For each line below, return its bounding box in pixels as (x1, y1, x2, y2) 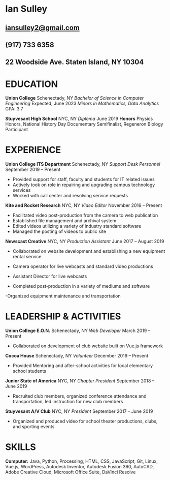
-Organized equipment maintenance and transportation (5, 293, 121, 299)
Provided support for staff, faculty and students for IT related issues (12, 176, 155, 183)
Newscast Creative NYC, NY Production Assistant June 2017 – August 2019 (5, 238, 164, 245)
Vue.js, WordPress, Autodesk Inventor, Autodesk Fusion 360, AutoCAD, (5, 464, 154, 470)
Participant (5, 127, 28, 133)
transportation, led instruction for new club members (12, 399, 123, 405)
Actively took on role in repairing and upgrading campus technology (12, 182, 155, 188)
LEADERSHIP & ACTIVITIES (5, 311, 121, 322)
